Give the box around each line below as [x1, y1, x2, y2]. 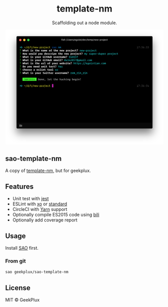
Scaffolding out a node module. [52, 20, 117, 26]
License [5, 283, 31, 292]
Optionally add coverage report [12, 217, 78, 223]
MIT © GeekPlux [5, 297, 40, 303]
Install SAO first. [5, 245, 39, 251]
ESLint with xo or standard [12, 201, 67, 207]
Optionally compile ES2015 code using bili [12, 212, 100, 218]
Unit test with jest [12, 196, 49, 202]
